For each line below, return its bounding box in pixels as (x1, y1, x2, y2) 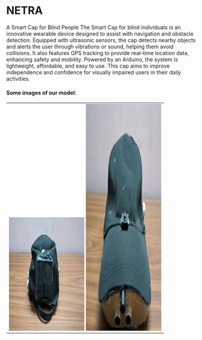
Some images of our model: (6, 89, 77, 96)
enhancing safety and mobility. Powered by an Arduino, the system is (6, 56, 178, 63)
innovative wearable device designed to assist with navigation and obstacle (6, 30, 194, 37)
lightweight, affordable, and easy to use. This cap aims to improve (6, 62, 170, 70)
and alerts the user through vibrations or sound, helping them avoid (6, 43, 174, 50)
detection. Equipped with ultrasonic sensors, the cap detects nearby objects (6, 36, 196, 44)
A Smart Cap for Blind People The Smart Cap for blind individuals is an (6, 24, 181, 31)
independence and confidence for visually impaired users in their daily (6, 68, 181, 76)
